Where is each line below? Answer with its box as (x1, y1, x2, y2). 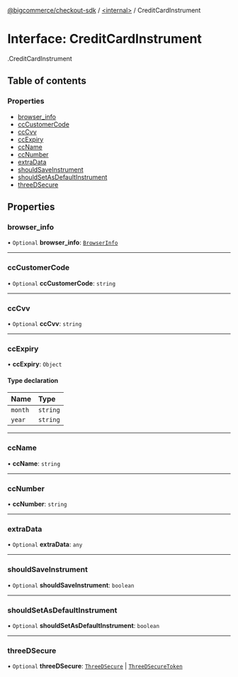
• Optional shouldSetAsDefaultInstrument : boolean (7, 621, 160, 629)
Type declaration (7, 376, 59, 384)
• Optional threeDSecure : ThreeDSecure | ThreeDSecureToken (7, 662, 183, 671)
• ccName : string (7, 459, 61, 467)
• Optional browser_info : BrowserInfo (7, 238, 118, 247)
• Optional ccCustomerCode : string (7, 278, 115, 287)
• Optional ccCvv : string (7, 319, 82, 327)
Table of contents (7, 75, 86, 87)
